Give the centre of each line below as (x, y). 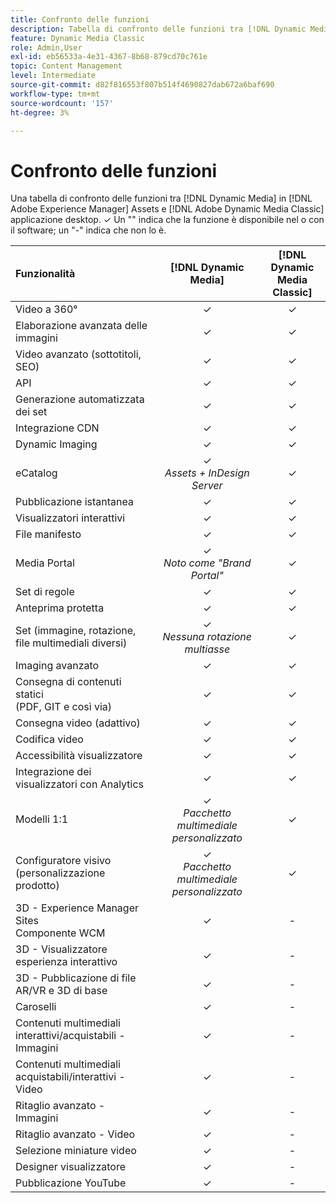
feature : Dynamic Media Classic (77, 38)
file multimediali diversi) (71, 643)
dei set (31, 412)
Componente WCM (60, 933)
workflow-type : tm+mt (55, 94)
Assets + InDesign (207, 473)
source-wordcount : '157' (62, 103)
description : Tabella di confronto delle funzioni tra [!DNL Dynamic (158, 29)
